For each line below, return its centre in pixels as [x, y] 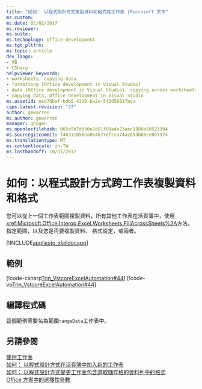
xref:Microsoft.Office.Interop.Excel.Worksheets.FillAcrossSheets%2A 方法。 [100, 224]
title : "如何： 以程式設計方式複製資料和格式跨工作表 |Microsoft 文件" [87, 12]
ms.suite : [19, 34]
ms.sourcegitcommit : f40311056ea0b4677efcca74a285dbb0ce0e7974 [87, 135]
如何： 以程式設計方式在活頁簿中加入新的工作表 [65, 364]
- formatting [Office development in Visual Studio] [74, 85]
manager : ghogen [26, 124]
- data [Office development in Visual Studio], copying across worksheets [102, 90]
